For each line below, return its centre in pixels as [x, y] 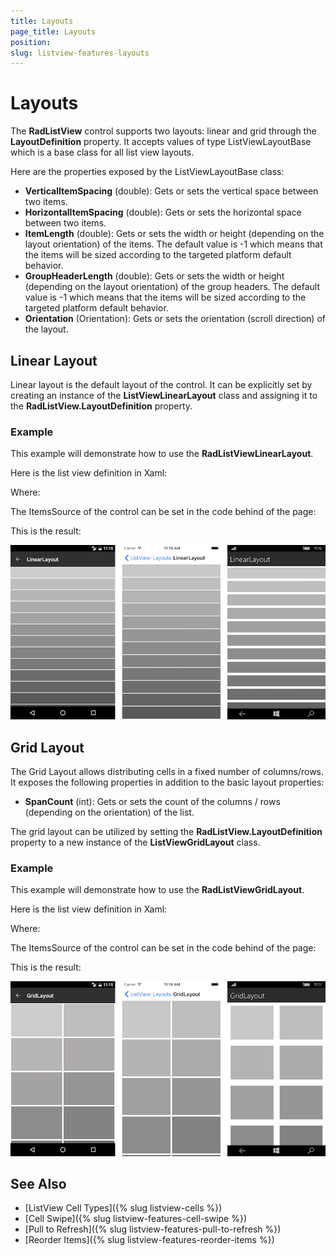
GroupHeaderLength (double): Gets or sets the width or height [154, 276]
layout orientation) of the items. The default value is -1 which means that [173, 244]
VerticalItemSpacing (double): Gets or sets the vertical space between [171, 191]
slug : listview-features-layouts [80, 53]
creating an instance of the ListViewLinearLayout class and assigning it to [164, 395]
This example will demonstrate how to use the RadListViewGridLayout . [157, 890]
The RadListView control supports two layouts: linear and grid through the [163, 131]
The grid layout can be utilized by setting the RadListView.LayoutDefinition [166, 832]
